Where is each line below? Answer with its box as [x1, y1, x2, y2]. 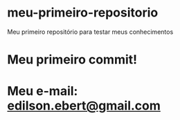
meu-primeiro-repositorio [7, 5, 159, 21]
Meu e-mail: [7, 83, 78, 99]
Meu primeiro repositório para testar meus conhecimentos [7, 28, 174, 36]
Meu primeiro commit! [7, 52, 137, 68]
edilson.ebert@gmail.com [7, 98, 161, 114]
